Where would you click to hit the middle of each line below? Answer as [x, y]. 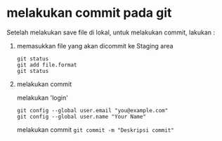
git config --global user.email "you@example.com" [92, 110]
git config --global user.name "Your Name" [81, 116]
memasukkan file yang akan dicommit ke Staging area [95, 46]
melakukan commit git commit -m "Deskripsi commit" [96, 129]
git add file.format [47, 65]
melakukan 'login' [42, 98]
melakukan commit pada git [89, 13]
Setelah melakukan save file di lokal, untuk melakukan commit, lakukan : [111, 32]
